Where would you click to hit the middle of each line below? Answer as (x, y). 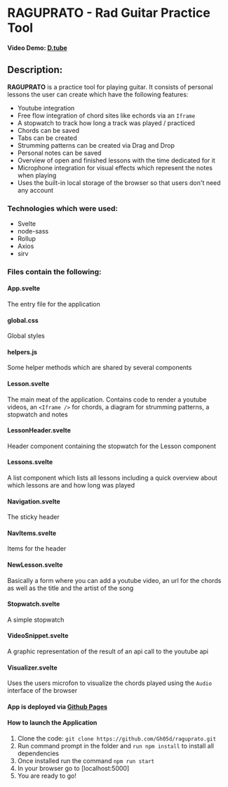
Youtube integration (46, 108)
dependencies (38, 753)
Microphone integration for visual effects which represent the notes (115, 167)
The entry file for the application (54, 305)
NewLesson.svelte (35, 565)
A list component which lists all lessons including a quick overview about (112, 478)
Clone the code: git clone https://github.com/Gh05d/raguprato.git (116, 738)
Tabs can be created (47, 138)
